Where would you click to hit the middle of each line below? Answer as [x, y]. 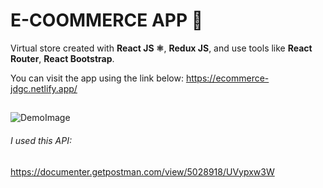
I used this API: [41, 140]
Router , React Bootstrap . [62, 58]
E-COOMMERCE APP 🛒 [107, 20]
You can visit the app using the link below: [97, 78]
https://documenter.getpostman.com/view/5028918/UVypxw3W [142, 171]
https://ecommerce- [227, 78]
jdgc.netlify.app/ [44, 88]
